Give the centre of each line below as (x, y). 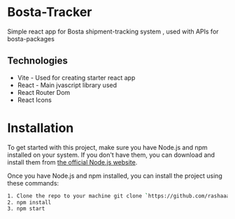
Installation (41, 128)
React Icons (35, 100)
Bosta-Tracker (50, 12)
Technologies (38, 61)
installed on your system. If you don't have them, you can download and (111, 155)
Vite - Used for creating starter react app (76, 77)
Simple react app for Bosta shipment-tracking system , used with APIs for (113, 31)
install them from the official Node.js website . (72, 162)
